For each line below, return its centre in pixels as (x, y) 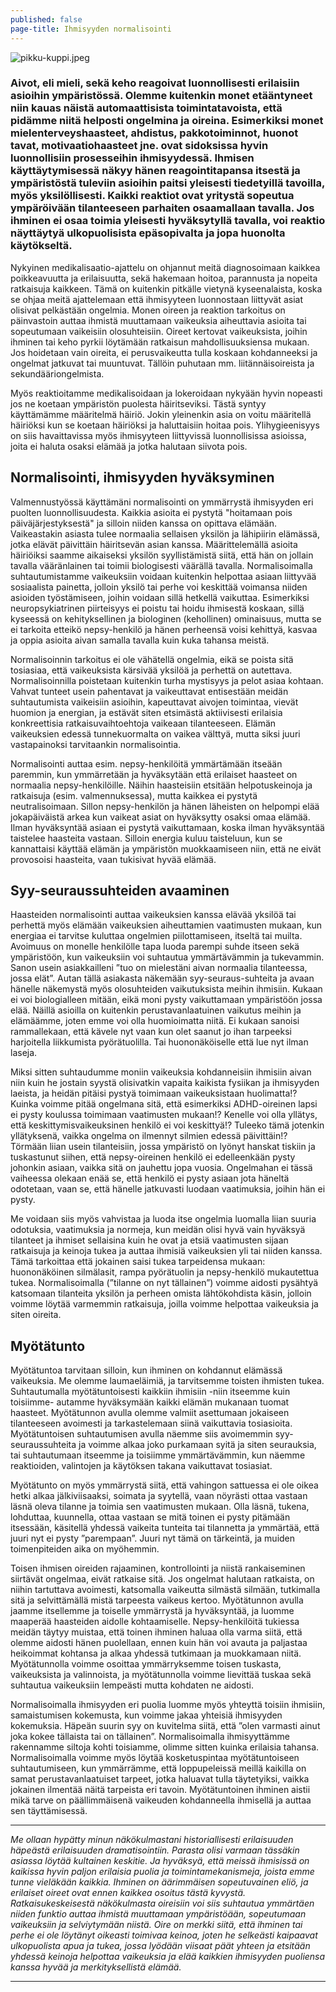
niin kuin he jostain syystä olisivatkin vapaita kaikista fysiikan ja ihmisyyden (165, 1083)
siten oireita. (36, 1315)
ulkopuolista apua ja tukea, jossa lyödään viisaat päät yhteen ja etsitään (160, 1946)
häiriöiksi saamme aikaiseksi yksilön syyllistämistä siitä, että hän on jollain (162, 555)
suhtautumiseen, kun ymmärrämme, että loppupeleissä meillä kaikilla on (158, 1768)
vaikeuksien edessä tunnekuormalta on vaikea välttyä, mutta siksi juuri (155, 733)
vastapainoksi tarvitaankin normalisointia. (96, 744)
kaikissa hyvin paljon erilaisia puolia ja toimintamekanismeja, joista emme (162, 1872)
